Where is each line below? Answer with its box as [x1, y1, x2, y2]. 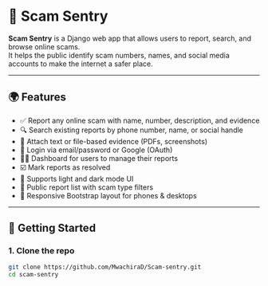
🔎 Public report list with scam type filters [19, 182, 154, 192]
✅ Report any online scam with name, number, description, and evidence [19, 116, 260, 125]
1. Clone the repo [8, 245, 75, 257]
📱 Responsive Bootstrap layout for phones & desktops [19, 190, 197, 200]
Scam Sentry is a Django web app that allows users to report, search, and [8, 33, 252, 43]
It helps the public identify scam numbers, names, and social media [8, 50, 230, 60]
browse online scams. [8, 41, 81, 51]
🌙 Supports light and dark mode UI [19, 174, 134, 183]
